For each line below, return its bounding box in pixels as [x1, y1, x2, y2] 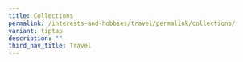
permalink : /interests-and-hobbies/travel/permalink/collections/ [8, 19, 236, 27]
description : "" [8, 34, 63, 43]
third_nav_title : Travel [8, 42, 92, 50]
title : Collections [8, 11, 74, 20]
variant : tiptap [8, 27, 63, 35]
